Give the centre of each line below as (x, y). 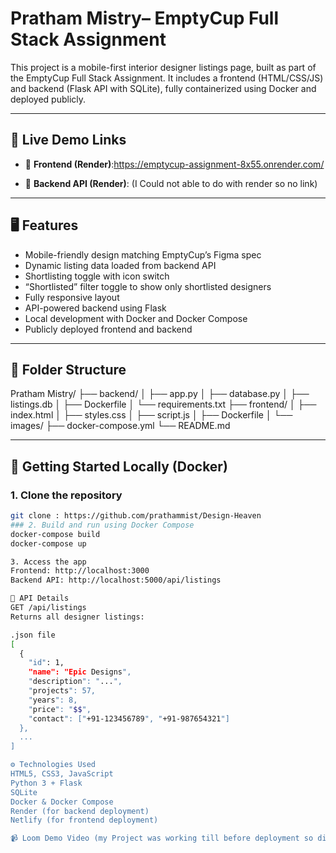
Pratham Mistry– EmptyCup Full (145, 18)
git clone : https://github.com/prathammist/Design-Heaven (136, 516)
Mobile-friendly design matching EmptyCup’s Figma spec (143, 254)
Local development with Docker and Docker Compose (136, 318)
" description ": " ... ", (75, 682)
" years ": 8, (53, 700)
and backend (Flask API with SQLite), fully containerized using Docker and (163, 88)
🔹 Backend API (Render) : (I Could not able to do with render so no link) (171, 183)
